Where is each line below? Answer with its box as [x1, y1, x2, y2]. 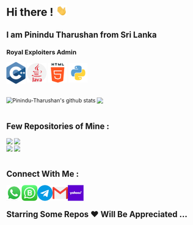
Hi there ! [6, 5, 54, 20]
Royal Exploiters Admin [6, 48, 77, 56]
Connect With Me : [6, 168, 79, 179]
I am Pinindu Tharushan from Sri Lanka [6, 29, 157, 40]
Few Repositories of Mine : [6, 121, 110, 131]
